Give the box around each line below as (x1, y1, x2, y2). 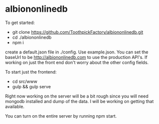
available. (5, 103, 25, 109)
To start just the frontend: (5, 69, 57, 74)
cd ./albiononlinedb (12, 34, 52, 40)
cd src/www (12, 78, 38, 84)
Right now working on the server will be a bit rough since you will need (5, 93, 149, 99)
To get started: (5, 20, 35, 25)
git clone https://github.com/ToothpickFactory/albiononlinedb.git (12, 29, 144, 35)
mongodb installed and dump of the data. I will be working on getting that (5, 98, 154, 104)
